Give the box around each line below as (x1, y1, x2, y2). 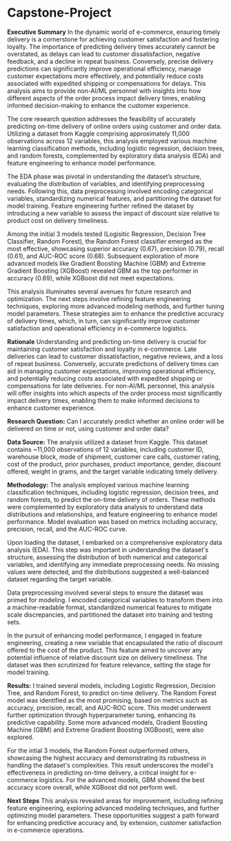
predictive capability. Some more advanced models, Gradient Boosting (7, 718, 208, 726)
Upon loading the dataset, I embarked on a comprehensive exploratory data (7, 538, 223, 546)
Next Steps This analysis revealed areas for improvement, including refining (7, 796, 223, 804)
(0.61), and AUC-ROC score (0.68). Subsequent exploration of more (7, 251, 199, 260)
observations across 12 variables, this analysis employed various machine (7, 136, 217, 145)
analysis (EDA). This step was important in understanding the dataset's (7, 545, 209, 554)
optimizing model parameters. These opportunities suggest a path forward (7, 811, 219, 820)
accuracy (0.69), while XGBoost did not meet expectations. (7, 273, 175, 282)
